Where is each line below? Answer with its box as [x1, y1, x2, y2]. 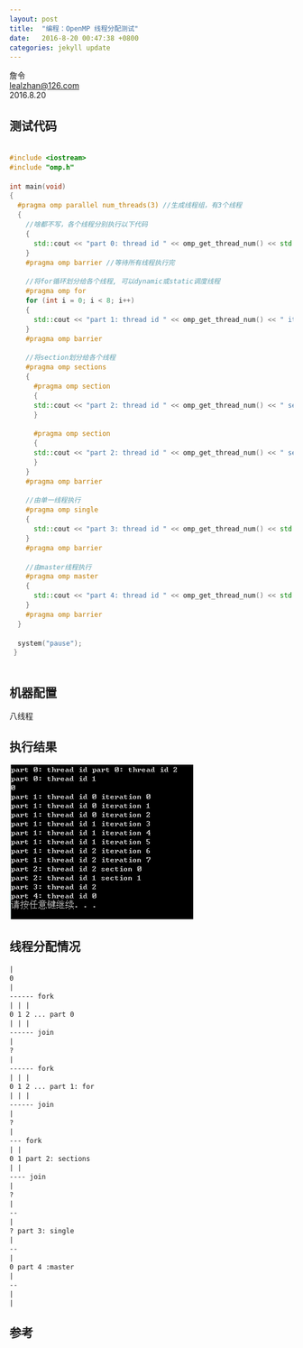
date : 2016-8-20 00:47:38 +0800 [9, 33, 140, 42]
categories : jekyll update [9, 43, 111, 52]
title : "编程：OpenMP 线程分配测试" [9, 23, 139, 33]
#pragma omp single [25, 505, 99, 514]
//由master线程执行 [25, 562, 92, 572]
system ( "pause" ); [17, 639, 83, 648]
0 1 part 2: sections [9, 1154, 91, 1163]
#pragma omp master [25, 572, 99, 581]
